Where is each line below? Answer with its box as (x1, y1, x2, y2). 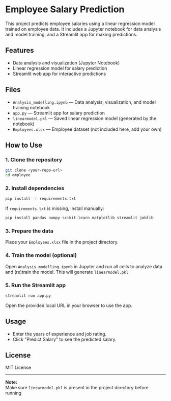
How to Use (5, 140, 43, 149)
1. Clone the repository (5, 156, 63, 163)
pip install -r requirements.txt (5, 196, 76, 201)
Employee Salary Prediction (5, 4, 125, 15)
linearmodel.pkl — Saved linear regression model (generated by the (12, 115, 157, 121)
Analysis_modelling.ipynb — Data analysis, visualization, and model (12, 99, 156, 105)
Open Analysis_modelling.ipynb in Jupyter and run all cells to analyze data (5, 263, 163, 269)
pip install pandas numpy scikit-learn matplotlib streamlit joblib (5, 216, 154, 221)
